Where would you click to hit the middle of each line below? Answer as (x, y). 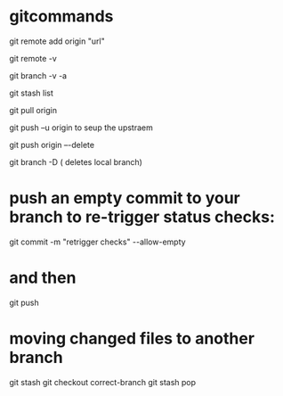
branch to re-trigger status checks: (142, 217)
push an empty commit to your (125, 198)
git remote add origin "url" (57, 41)
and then (43, 278)
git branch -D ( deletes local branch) (76, 161)
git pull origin (33, 110)
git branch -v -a (38, 75)
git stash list (31, 93)
